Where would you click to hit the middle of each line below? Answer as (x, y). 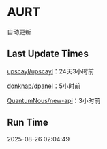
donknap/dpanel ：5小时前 (44, 86)
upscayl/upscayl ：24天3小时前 (50, 71)
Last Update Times (48, 54)
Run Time (28, 123)
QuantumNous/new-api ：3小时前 (54, 100)
